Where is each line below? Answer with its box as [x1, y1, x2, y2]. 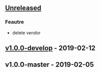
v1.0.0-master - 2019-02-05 [5, 61, 94, 69]
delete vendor [12, 29, 41, 36]
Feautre [5, 19, 24, 25]
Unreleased [5, 4, 42, 12]
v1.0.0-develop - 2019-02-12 [5, 44, 96, 52]
